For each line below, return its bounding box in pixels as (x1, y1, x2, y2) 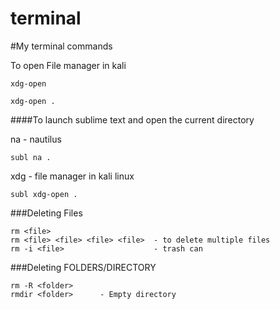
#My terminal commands (10, 40, 113, 52)
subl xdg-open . (10, 189, 78, 199)
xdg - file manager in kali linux (10, 170, 135, 182)
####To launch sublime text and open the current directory (10, 113, 255, 126)
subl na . (10, 152, 52, 162)
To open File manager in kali (10, 59, 127, 71)
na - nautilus (10, 133, 62, 145)
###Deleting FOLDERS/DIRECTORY (10, 261, 157, 273)
